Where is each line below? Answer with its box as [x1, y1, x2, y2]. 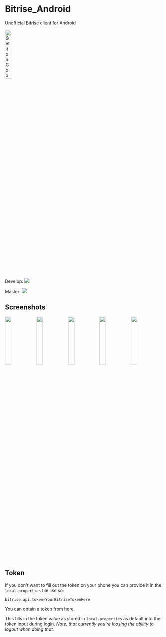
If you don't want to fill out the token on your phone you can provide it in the [5, 582, 162, 588]
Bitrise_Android [5, 3, 71, 15]
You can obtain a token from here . [5, 606, 75, 612]
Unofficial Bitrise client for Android [5, 20, 76, 26]
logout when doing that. [5, 626, 54, 632]
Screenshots [5, 303, 46, 312]
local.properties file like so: [5, 587, 64, 593]
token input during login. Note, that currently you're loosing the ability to [5, 621, 154, 627]
